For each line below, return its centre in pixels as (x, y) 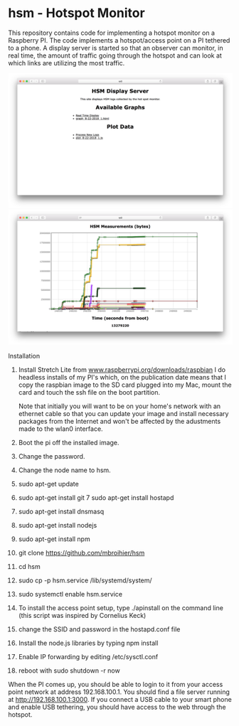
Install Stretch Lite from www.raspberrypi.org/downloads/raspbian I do (122, 370)
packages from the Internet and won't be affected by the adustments (119, 422)
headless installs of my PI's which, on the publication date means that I (122, 378)
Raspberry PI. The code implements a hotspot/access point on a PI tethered (119, 40)
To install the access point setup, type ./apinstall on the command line (121, 608)
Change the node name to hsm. (64, 470)
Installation (24, 356)
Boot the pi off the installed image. (69, 443)
